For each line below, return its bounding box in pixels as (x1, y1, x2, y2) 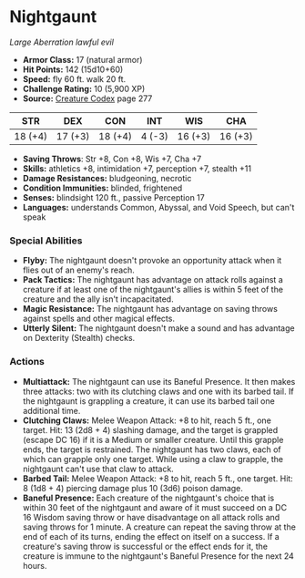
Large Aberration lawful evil (9, 36, 114, 47)
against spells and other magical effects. (22, 313, 176, 325)
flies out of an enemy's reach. (22, 264, 135, 275)
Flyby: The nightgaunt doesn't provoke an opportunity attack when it (22, 255, 282, 266)
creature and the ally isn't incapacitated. (22, 294, 175, 304)
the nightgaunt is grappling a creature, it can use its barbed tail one (22, 395, 275, 407)
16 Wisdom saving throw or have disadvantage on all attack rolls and (22, 511, 280, 522)
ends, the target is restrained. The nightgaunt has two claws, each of (22, 444, 282, 455)
